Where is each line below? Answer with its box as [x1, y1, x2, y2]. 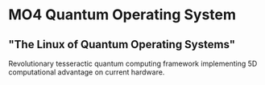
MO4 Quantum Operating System [8, 6, 236, 24]
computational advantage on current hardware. [8, 67, 165, 77]
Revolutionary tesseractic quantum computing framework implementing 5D [8, 59, 258, 68]
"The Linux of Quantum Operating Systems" [8, 38, 236, 51]
